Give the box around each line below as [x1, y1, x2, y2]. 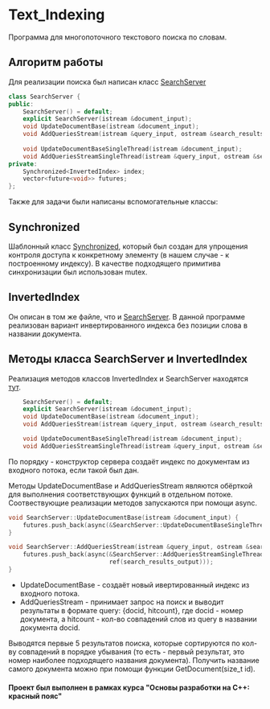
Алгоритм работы [8, 56, 104, 69]
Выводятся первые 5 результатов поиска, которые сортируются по [8, 638, 241, 648]
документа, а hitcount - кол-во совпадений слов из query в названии [19, 614, 257, 624]
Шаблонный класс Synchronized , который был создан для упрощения [8, 241, 248, 251]
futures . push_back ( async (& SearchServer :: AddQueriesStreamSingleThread [22, 550, 264, 559]
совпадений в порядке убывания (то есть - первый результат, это [18, 646, 245, 657]
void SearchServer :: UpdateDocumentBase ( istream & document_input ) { [8, 513, 239, 521]
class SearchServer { [8, 93, 81, 101]
